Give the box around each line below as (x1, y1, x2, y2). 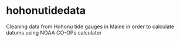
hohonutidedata (6, 4, 86, 17)
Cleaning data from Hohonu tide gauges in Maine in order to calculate (6, 23, 175, 30)
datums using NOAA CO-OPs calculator (6, 29, 102, 36)
